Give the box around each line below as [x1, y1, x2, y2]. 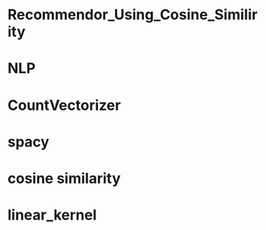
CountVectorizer [7, 96, 121, 114]
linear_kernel [7, 206, 97, 224]
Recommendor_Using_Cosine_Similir [7, 6, 258, 24]
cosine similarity [7, 169, 121, 188]
